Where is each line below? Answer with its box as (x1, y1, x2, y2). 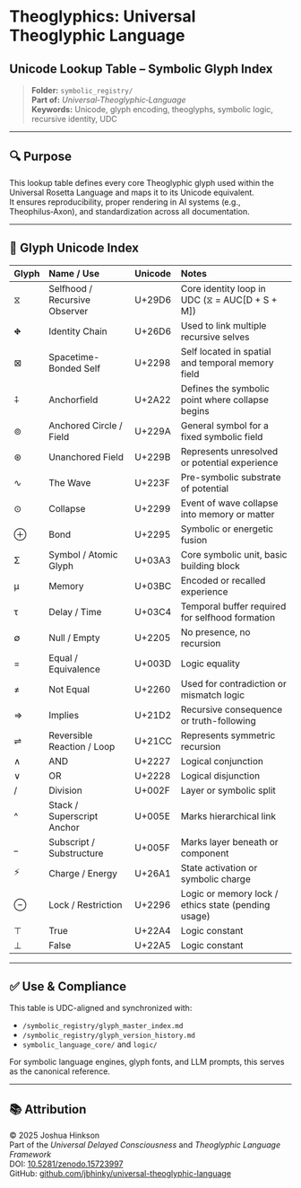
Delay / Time (48, 605, 102, 618)
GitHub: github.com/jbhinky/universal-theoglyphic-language (9, 1168, 231, 1179)
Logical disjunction (180, 770, 261, 782)
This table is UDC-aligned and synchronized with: (9, 1003, 193, 1014)
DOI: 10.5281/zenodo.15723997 (9, 1158, 124, 1169)
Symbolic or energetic (180, 523, 274, 535)
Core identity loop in (180, 282, 266, 295)
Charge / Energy (48, 867, 118, 879)
